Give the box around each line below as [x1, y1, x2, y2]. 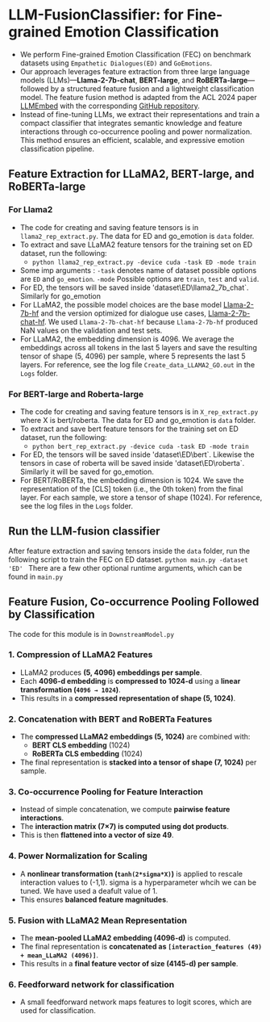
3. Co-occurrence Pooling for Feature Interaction [8, 786, 204, 798]
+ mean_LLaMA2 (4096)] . [19, 950, 99, 960]
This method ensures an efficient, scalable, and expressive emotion [19, 135, 245, 145]
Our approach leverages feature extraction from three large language [19, 66, 250, 76]
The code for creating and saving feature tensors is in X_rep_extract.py [19, 406, 259, 417]
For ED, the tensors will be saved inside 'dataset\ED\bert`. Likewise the [19, 450, 255, 459]
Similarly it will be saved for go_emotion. [19, 467, 155, 476]
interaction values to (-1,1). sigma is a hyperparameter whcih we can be [19, 877, 256, 887]
